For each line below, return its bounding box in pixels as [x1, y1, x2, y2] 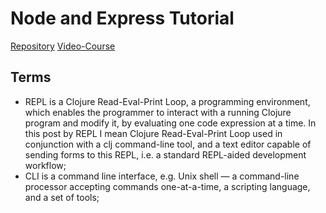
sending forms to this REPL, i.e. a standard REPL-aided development [24, 148, 307, 161]
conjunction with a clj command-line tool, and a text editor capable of [24, 138, 312, 150]
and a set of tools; [24, 191, 100, 203]
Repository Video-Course [10, 40, 116, 52]
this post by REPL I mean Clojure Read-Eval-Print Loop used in [24, 127, 283, 139]
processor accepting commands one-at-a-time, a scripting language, [24, 180, 311, 192]
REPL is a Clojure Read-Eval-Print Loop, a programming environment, [24, 95, 311, 107]
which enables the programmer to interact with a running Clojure [24, 106, 292, 118]
